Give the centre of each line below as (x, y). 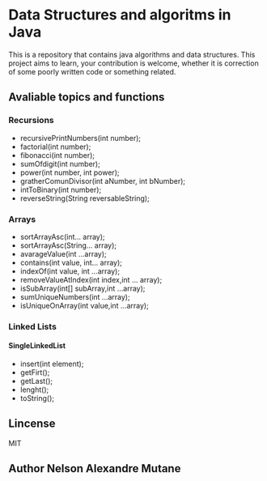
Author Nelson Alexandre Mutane (95, 468)
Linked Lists (32, 326)
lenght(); (34, 389)
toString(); (37, 398)
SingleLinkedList (37, 346)
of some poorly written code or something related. (92, 71)
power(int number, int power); (70, 172)
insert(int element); (52, 364)
